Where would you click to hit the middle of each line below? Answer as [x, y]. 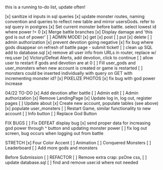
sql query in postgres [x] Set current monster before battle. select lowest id [81, 27]
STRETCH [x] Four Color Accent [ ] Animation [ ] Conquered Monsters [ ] [78, 143]
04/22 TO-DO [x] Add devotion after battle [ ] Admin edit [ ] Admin [72, 93]
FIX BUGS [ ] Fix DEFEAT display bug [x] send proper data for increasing [78, 123]
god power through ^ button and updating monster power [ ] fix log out [76, 128]
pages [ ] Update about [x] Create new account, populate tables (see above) [82, 103]
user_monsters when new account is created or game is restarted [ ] [74, 68]
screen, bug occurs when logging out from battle [54, 133]
